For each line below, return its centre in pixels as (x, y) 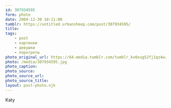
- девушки (25, 48)
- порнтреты (27, 52)
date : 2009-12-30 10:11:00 (34, 19)
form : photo (18, 15)
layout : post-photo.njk (31, 85)
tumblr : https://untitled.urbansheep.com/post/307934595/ (68, 24)
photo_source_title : (27, 81)
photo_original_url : (27, 57)
